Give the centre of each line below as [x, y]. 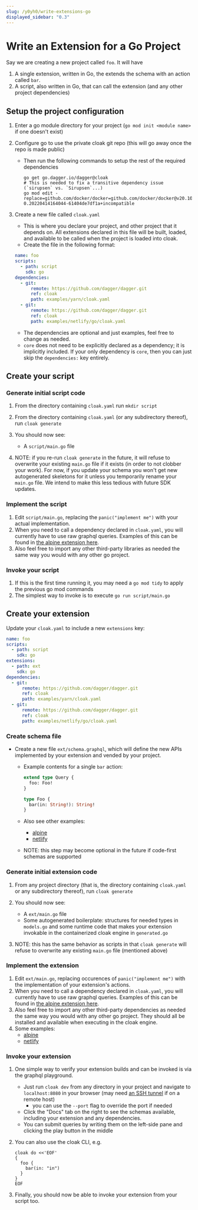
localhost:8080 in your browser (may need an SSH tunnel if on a [102, 1093]
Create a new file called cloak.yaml [57, 215]
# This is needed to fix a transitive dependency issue [93, 183]
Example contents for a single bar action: [73, 767]
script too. [27, 1201]
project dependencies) [42, 93]
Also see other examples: [54, 821]
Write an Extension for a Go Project [93, 46]
